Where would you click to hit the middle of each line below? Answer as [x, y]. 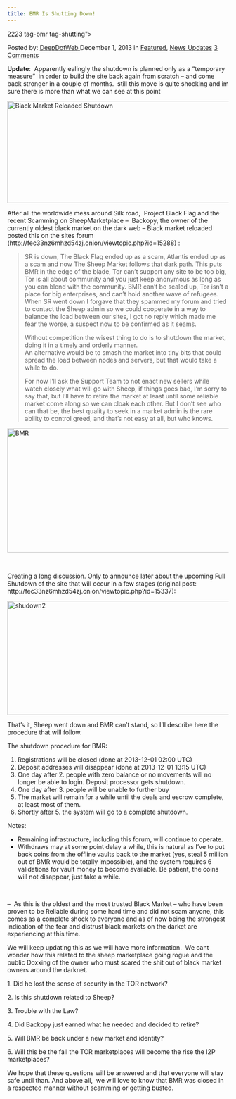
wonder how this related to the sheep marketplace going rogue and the [110, 955]
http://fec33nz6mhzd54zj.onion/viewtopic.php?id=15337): [92, 591]
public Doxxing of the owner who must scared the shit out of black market [114, 962]
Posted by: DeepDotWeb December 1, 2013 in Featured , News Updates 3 [112, 47]
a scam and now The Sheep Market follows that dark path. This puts [123, 264]
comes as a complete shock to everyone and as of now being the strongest [116, 919]
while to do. [41, 368]
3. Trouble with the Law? [43, 1010]
